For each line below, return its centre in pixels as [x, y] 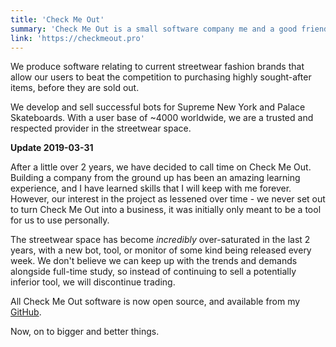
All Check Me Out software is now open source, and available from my [155, 302]
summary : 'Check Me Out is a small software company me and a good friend [169, 29]
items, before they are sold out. [75, 88]
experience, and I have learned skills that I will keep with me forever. [151, 188]
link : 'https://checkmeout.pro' [77, 38]
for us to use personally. [60, 220]
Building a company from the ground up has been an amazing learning [155, 178]
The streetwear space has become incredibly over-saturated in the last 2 [160, 240]
